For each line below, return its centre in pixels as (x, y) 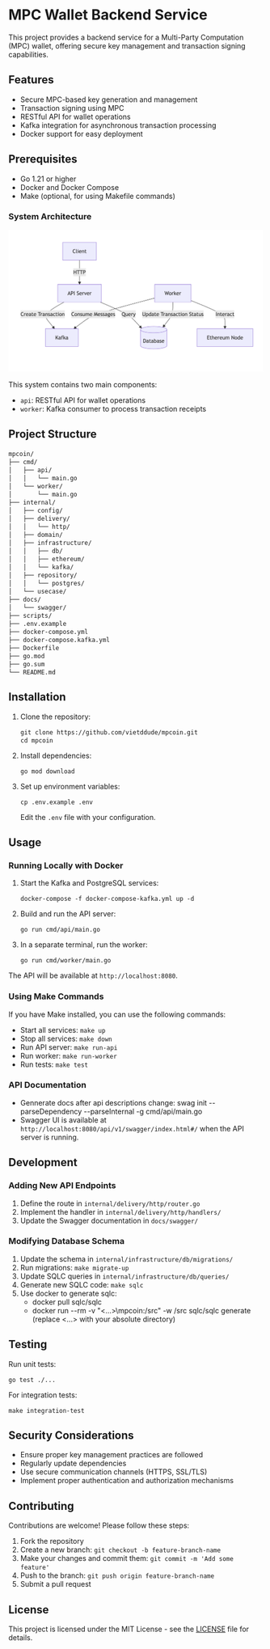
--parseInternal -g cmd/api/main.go (143, 1111)
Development (43, 1163)
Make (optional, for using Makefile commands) (97, 196)
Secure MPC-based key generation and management (109, 99)
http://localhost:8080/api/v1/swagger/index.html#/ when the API (132, 1128)
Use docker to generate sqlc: (68, 1293)
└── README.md (32, 672)
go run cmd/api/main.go (60, 930)
